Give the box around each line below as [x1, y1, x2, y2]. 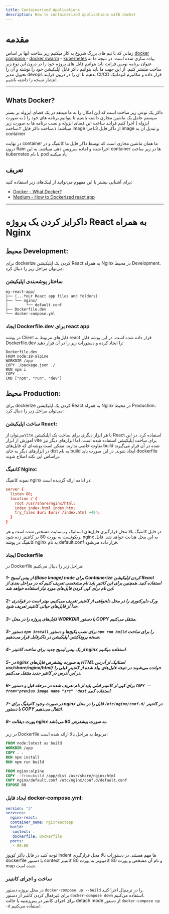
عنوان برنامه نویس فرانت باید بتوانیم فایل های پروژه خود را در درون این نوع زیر [6, 61, 152, 67]
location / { [10, 496, 38, 501]
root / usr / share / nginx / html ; [15, 501, 76, 506]
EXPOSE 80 [6, 783, 27, 788]
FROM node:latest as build [6, 741, 62, 746]
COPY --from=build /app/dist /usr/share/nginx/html [6, 773, 116, 778]
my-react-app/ [6, 289, 36, 294]
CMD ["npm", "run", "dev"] [6, 376, 62, 381]
